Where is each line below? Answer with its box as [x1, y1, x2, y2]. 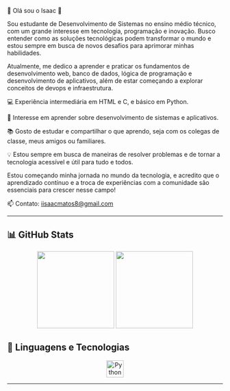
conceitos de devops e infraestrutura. [7, 84, 114, 92]
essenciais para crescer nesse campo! [7, 186, 116, 194]
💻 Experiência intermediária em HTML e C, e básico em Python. [7, 98, 189, 105]
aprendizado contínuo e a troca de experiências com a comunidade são [7, 179, 210, 186]
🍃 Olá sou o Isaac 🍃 [7, 7, 62, 14]
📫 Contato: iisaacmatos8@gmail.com [7, 199, 114, 207]
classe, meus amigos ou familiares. [7, 137, 106, 145]
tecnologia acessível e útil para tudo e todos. [7, 158, 133, 166]
